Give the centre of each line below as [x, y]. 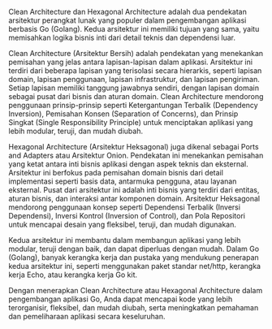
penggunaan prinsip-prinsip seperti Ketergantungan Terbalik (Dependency [133, 105]
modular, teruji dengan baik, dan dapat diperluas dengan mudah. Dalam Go [134, 249]
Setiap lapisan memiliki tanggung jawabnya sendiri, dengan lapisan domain [134, 88]
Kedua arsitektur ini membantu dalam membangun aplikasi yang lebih [125, 240]
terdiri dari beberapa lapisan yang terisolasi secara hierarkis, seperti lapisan [135, 71]
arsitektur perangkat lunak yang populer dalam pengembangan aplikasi [127, 20]
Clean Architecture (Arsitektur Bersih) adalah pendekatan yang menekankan [136, 53]
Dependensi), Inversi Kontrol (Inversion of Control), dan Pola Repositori [127, 216]
